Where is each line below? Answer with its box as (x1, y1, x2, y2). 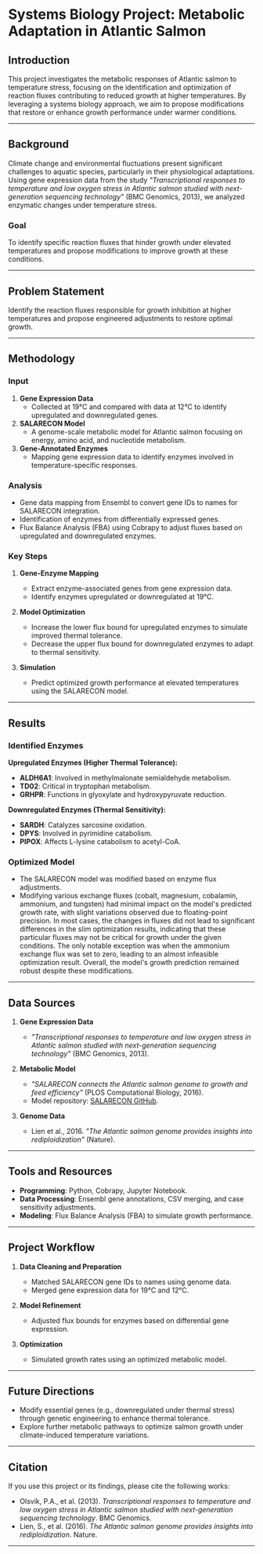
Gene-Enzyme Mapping (19, 569, 99, 578)
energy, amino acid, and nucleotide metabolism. (31, 435, 186, 444)
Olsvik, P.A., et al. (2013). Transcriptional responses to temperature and (19, 1497, 251, 1506)
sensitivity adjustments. (19, 1202, 96, 1212)
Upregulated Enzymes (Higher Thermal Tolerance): (8, 758, 178, 767)
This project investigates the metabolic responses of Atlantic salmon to (8, 75, 237, 83)
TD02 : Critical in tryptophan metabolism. (19, 781, 152, 791)
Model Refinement (19, 1300, 81, 1310)
